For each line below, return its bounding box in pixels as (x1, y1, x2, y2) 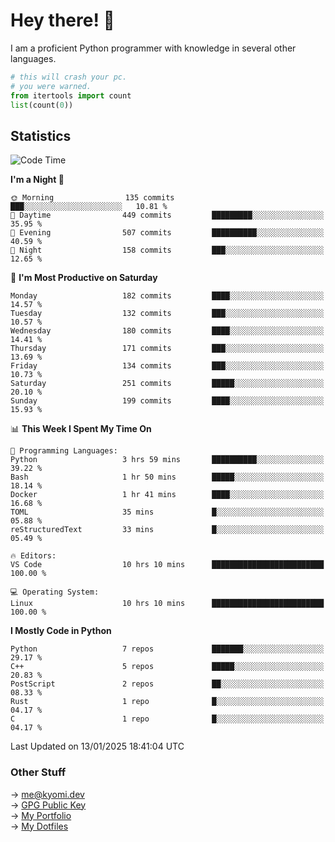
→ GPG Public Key (10, 799, 87, 811)
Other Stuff (10, 765, 67, 779)
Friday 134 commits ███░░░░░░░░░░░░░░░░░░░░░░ (10, 361, 325, 371)
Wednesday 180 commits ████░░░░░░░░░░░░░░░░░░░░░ (10, 326, 325, 336)
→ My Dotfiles (10, 820, 69, 832)
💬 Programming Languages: (10, 446, 118, 456)
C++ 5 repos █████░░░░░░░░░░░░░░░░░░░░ (10, 662, 325, 672)
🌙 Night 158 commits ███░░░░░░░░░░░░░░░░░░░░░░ (10, 245, 325, 256)
